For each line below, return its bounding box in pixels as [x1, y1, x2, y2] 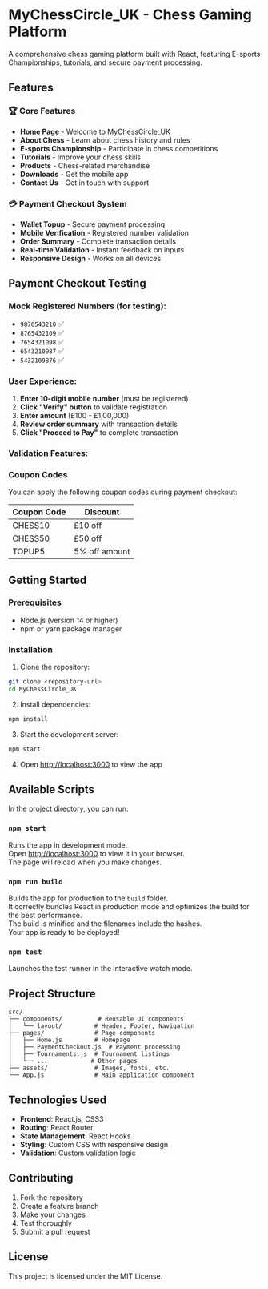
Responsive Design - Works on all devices [19, 253, 162, 263]
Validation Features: [8, 447, 89, 458]
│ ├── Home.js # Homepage [8, 1036, 130, 1045]
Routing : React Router [19, 1122, 94, 1132]
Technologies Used [8, 1093, 106, 1106]
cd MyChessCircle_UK [8, 685, 78, 693]
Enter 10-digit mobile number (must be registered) [19, 393, 189, 403]
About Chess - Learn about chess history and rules [19, 135, 190, 145]
